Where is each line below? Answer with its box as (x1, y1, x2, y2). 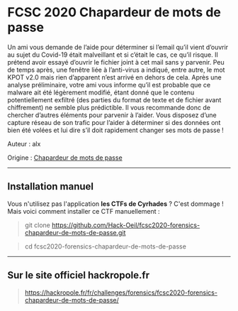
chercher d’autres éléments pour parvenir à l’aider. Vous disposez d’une (7, 111, 217, 119)
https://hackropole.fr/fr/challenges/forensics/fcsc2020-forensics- (24, 288, 218, 297)
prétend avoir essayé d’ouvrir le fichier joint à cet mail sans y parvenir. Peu (7, 58, 225, 66)
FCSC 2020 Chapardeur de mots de (7, 4, 221, 21)
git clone (24, 221, 51, 229)
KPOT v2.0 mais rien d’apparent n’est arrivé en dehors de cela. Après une (7, 72, 222, 82)
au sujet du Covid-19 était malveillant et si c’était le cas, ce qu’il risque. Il (7, 50, 218, 59)
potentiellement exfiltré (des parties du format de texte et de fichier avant (7, 95, 222, 104)
